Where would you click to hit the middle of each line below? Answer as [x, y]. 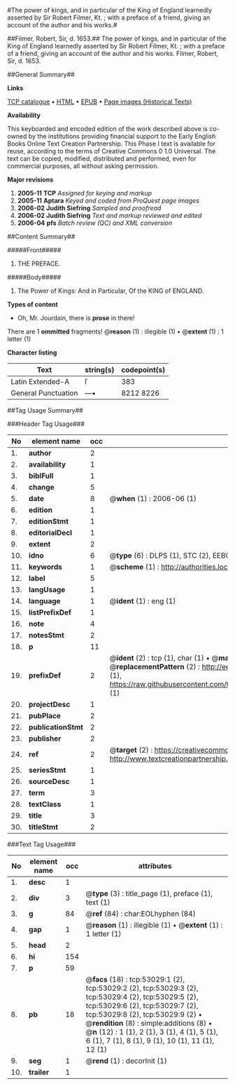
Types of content [33, 304]
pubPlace [45, 716]
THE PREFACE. [39, 263]
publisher [45, 738]
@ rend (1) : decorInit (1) [127, 1061]
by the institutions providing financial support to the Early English [122, 136]
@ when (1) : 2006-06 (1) [153, 499]
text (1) [98, 902]
